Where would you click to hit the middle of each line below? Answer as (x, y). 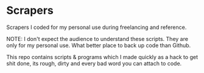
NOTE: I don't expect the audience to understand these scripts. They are (97, 39)
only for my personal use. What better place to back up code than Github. (99, 45)
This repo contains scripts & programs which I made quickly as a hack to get (102, 57)
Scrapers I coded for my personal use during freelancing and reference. (97, 27)
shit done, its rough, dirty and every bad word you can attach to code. (94, 63)
